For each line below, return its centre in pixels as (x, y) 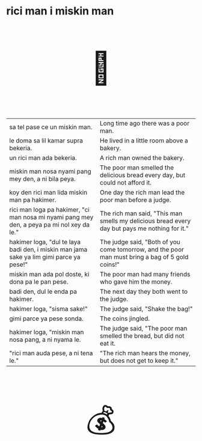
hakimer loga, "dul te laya (45, 242)
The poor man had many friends (145, 275)
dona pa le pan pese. (39, 282)
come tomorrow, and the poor (142, 249)
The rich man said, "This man (141, 213)
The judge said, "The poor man (144, 329)
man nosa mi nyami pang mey (51, 217)
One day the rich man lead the (142, 192)
